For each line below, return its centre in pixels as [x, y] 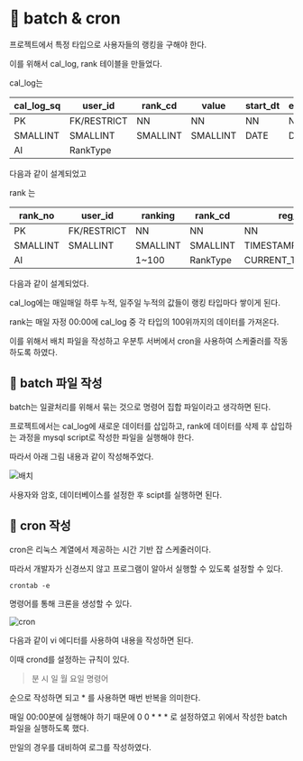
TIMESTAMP [271, 245]
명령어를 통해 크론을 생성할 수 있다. [71, 603]
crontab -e [30, 585]
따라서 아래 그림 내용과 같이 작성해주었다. [82, 456]
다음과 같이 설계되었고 [48, 173]
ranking [158, 215]
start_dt [262, 105]
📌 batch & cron [65, 18]
